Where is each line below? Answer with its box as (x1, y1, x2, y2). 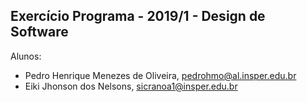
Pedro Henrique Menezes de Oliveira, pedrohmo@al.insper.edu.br (24, 69, 297, 81)
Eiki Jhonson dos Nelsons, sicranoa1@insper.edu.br (24, 80, 238, 92)
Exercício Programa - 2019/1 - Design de (10, 8, 266, 25)
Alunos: (10, 50, 42, 62)
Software (10, 24, 69, 41)
